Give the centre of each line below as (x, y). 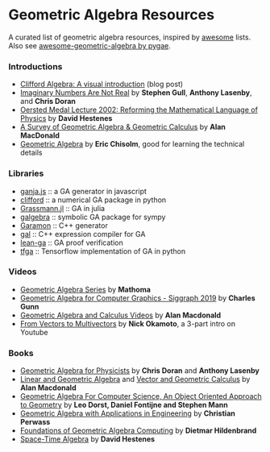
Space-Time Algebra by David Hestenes (87, 439)
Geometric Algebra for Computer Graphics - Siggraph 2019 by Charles (137, 298)
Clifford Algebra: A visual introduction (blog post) (102, 84)
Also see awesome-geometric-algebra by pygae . (89, 45)
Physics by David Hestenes (66, 118)
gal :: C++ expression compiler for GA (83, 234)
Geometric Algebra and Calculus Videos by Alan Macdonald (120, 315)
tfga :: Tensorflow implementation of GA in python (103, 251)
